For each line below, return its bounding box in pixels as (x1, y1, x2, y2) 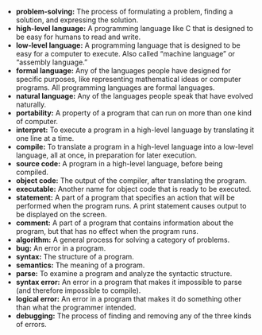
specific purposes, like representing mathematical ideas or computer (15, 75, 241, 84)
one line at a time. (15, 134, 75, 142)
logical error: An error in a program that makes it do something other (15, 294, 242, 303)
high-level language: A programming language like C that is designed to (15, 24, 254, 33)
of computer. (15, 117, 58, 126)
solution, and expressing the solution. (15, 15, 139, 25)
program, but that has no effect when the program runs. (15, 227, 198, 236)
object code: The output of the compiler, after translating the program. (15, 176, 248, 185)
